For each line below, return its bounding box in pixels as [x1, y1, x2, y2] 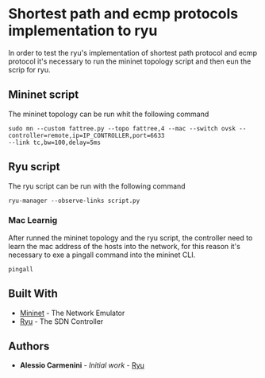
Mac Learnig [8, 215, 58, 226]
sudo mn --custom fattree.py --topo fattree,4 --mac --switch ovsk [8, 124, 236, 132]
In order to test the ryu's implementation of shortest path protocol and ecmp [8, 48, 258, 57]
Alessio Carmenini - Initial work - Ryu [19, 360, 145, 370]
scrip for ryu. [8, 64, 51, 74]
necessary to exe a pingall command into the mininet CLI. [8, 250, 196, 259]
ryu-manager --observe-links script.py [8, 197, 140, 205]
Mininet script [8, 88, 79, 102]
